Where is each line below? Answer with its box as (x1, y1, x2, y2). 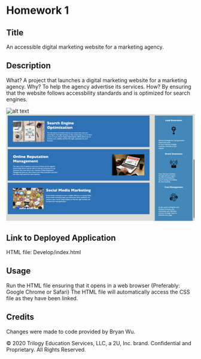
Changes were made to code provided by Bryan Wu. (6, 328, 136, 335)
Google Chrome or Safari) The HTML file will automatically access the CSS (6, 288, 190, 295)
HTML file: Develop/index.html (6, 249, 81, 256)
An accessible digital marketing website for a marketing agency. (6, 43, 165, 50)
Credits (6, 312, 35, 322)
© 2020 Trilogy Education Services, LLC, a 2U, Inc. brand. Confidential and (6, 339, 191, 346)
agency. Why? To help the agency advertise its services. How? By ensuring (6, 83, 191, 90)
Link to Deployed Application (6, 233, 116, 243)
